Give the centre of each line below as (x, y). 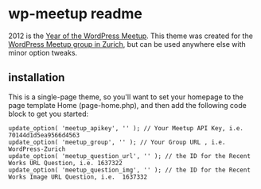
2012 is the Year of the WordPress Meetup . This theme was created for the (130, 36)
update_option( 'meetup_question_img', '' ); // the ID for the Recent (129, 170)
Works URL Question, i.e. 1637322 (66, 163)
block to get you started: (49, 114)
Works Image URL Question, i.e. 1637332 (78, 177)
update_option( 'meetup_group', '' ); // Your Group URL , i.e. (117, 142)
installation (37, 77)
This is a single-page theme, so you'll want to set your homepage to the (126, 97)
